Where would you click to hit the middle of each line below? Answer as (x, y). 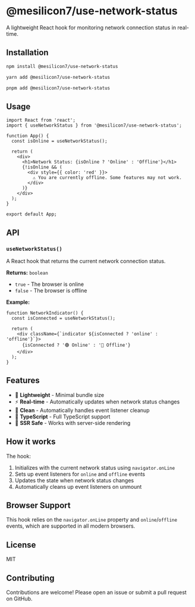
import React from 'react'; (41, 121)
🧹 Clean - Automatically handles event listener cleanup (82, 410)
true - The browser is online (49, 284)
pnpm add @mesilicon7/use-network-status (58, 88)
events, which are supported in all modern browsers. (71, 526)
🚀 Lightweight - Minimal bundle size (59, 395)
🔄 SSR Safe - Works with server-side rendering (73, 423)
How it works (31, 442)
